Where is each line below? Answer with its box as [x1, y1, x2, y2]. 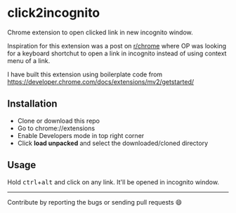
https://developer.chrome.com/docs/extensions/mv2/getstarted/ [7, 77, 195, 85]
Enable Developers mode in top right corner [17, 131, 145, 139]
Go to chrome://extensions [17, 124, 96, 132]
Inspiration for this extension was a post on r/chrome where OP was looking [7, 41, 227, 50]
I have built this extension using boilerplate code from [7, 70, 163, 78]
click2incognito [7, 5, 100, 21]
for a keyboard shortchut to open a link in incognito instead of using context [7, 49, 227, 57]
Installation [7, 98, 58, 110]
